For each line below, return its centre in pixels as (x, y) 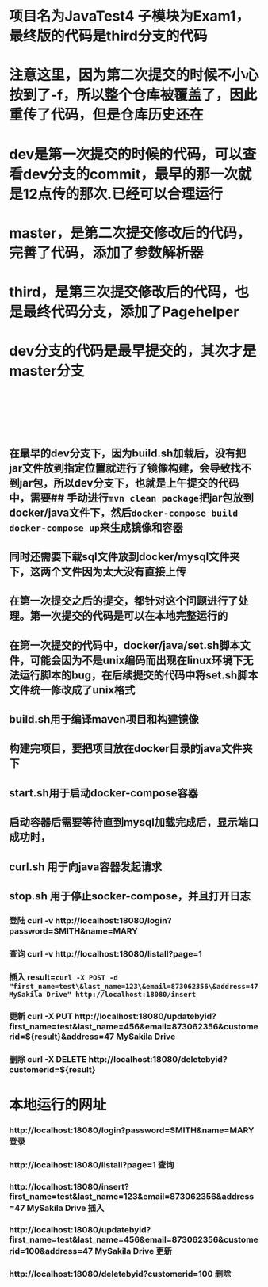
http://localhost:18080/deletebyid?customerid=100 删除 (120, 1274)
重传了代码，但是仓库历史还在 (107, 115)
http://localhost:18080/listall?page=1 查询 (92, 1164)
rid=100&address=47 (51, 1251)
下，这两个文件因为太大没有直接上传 (98, 571)
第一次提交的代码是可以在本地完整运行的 (129, 616)
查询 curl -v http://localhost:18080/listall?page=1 (106, 953)
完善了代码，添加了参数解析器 (107, 252)
